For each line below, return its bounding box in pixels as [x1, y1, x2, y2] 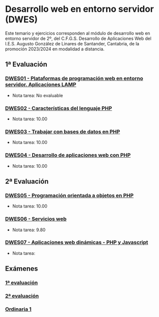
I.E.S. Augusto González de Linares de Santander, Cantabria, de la [5, 40, 140, 46]
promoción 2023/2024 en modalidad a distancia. [5, 46, 105, 52]
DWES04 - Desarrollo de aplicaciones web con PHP [5, 152, 131, 159]
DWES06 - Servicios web [5, 215, 67, 222]
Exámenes [5, 265, 39, 273]
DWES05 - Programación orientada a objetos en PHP [5, 192, 134, 199]
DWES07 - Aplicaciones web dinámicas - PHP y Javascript [5, 239, 148, 246]
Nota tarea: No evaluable [12, 92, 63, 98]
